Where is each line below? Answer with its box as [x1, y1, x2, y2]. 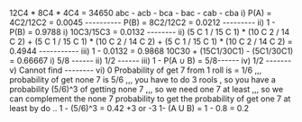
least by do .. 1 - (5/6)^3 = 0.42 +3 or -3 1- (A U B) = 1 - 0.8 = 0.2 [9, 103, 250, 113]
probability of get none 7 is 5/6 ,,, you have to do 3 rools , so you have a [9, 74, 277, 84]
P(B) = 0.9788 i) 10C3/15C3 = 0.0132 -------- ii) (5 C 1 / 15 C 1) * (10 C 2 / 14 [9, 27, 290, 37]
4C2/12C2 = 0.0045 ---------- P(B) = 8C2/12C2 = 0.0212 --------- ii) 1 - [9, 17, 276, 28]
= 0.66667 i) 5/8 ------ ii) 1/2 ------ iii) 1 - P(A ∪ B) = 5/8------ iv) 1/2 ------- [9, 56, 292, 65]
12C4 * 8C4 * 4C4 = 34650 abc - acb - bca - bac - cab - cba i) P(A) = [9, 8, 272, 18]
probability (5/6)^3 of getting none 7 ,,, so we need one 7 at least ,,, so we [9, 84, 284, 94]
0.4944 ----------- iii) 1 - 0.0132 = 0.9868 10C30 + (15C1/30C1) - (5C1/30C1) [9, 46, 294, 57]
